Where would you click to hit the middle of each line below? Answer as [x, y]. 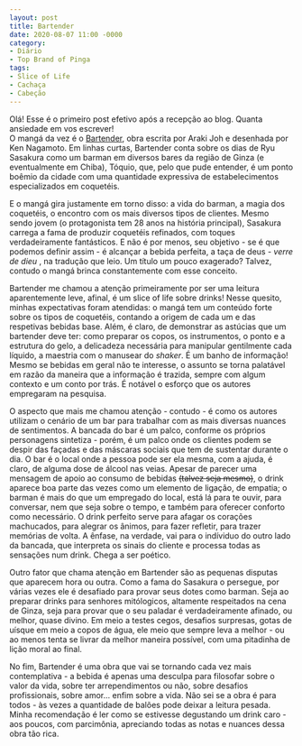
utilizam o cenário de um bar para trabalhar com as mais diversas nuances [148, 420]
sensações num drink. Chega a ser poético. [90, 555]
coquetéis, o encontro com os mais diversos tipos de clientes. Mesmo [139, 213]
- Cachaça [28, 85]
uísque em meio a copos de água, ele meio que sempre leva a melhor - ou [147, 630]
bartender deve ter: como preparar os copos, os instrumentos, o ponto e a [147, 336]
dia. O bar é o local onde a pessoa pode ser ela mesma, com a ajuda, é [141, 459]
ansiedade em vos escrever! [62, 128]
